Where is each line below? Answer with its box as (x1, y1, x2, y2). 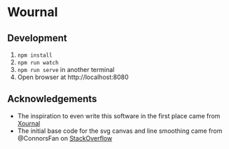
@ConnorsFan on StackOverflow (17, 134, 113, 142)
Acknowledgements (7, 93, 97, 105)
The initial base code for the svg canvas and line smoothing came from (17, 127, 223, 135)
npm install (17, 52, 53, 59)
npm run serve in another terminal (17, 66, 115, 73)
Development (7, 32, 68, 44)
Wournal (7, 4, 58, 20)
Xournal (17, 119, 41, 127)
